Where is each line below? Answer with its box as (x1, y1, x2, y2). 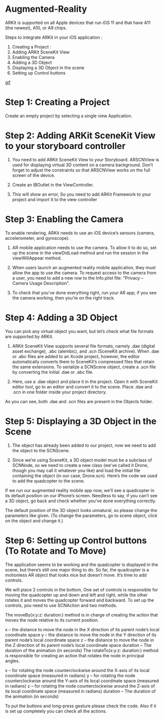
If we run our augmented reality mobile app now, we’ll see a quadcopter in (5, 487, 155, 493)
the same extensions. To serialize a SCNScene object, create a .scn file (12, 364, 156, 370)
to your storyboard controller (5, 141, 126, 152)
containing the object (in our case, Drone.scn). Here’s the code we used (12, 472, 158, 479)
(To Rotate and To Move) (5, 545, 107, 556)
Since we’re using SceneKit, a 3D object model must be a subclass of (12, 457, 152, 463)
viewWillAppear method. (12, 255, 62, 261)
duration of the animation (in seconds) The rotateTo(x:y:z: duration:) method (5, 647, 159, 653)
